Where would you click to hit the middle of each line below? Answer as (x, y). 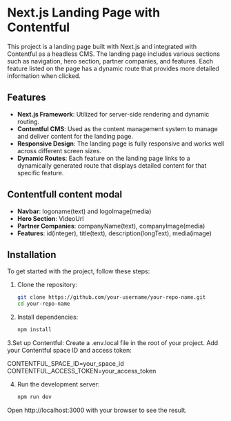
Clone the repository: (47, 285)
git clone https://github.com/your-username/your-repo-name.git (111, 297)
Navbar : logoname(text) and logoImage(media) (84, 211)
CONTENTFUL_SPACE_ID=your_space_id (66, 363)
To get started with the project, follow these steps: (79, 271)
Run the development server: (58, 384)
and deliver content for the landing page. (75, 136)
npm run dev (34, 397)
